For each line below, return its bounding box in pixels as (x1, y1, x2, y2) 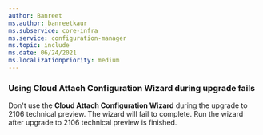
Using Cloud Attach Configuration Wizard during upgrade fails (8, 82, 256, 93)
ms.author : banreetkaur (8, 19, 88, 27)
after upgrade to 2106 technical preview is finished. (8, 117, 177, 128)
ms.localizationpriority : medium (8, 57, 120, 65)
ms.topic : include (8, 42, 70, 50)
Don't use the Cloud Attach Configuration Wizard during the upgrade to (8, 101, 248, 110)
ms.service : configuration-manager (8, 34, 127, 42)
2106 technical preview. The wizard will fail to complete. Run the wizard (8, 109, 244, 119)
